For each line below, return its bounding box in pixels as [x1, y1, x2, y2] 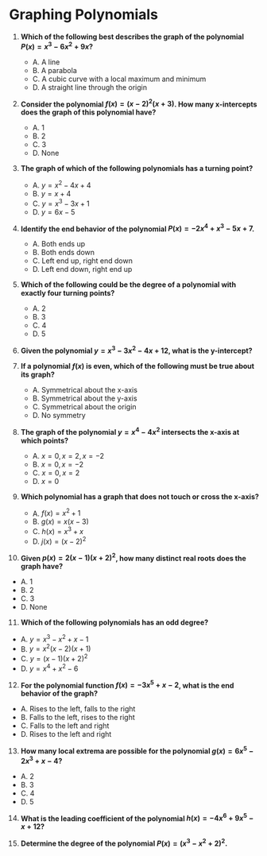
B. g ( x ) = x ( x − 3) [32, 517, 90, 526]
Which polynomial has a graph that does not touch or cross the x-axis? [20, 491, 259, 502]
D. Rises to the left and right [20, 730, 112, 739]
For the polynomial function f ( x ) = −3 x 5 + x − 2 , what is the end [20, 679, 234, 690]
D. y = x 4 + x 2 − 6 [20, 662, 79, 673]
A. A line [32, 57, 60, 67]
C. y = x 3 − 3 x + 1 [32, 197, 90, 208]
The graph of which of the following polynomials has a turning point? [20, 164, 253, 173]
